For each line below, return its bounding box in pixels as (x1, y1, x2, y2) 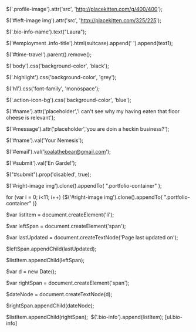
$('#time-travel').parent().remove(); (6, 51, 92, 58)
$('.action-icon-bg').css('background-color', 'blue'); (6, 97, 132, 103)
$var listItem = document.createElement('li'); (6, 211, 114, 218)
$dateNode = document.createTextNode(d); (6, 291, 113, 297)
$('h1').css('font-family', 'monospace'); (6, 85, 100, 92)
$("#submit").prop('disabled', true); (6, 171, 92, 178)
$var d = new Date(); (6, 268, 57, 275)
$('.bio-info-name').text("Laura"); (6, 28, 87, 35)
